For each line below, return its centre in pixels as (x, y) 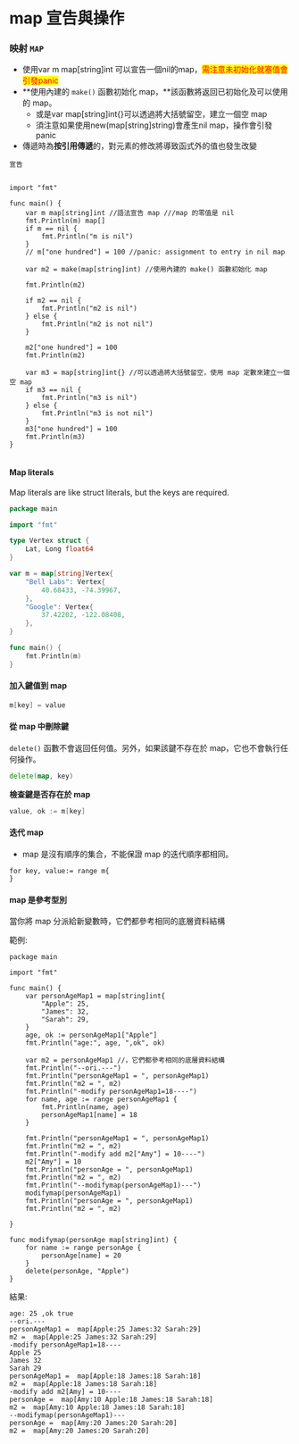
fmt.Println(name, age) (85, 1107)
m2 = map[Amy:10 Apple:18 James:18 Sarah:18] (97, 1407)
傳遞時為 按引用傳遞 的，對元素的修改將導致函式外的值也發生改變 (139, 146)
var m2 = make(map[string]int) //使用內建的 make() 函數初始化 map (146, 270)
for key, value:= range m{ (59, 871)
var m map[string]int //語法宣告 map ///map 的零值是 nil (130, 213)
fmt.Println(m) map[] (65, 221)
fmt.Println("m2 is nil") (90, 309)
